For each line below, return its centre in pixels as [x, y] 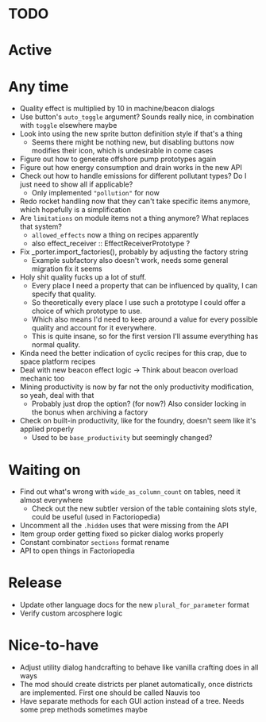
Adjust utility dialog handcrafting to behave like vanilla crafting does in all [139, 667]
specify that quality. [64, 294]
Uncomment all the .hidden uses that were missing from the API [124, 526]
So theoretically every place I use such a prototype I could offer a [139, 303]
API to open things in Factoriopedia [77, 551]
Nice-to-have [54, 645]
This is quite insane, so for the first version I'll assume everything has [145, 336]
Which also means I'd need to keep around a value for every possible [145, 319]
